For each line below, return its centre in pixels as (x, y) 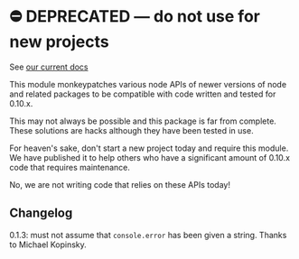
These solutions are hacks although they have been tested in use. (132, 130)
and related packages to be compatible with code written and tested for (143, 94)
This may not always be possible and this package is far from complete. (143, 121)
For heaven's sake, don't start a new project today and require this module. (149, 148)
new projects (60, 42)
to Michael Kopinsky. (48, 245)
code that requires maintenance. (70, 167)
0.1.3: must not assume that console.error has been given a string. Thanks (148, 235)
